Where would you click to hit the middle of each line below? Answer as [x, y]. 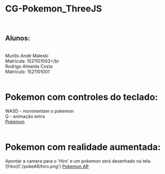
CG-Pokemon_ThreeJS [53, 9]
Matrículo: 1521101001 [27, 71]
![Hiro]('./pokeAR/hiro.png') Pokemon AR [47, 166]
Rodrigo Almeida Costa [29, 66]
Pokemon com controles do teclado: [82, 97]
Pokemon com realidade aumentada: [83, 147]
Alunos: [18, 38]
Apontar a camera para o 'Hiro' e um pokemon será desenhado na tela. [78, 161]
